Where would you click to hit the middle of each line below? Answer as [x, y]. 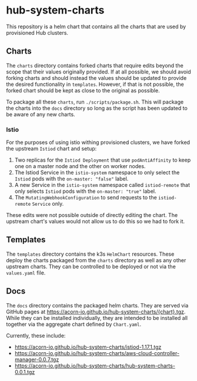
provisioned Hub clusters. [37, 32]
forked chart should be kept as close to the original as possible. [83, 90]
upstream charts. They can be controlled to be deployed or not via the [91, 266]
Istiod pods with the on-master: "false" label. [71, 179]
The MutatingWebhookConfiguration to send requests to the [86, 198]
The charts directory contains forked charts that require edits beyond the [95, 65]
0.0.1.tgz [25, 372]
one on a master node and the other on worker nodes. [80, 166]
